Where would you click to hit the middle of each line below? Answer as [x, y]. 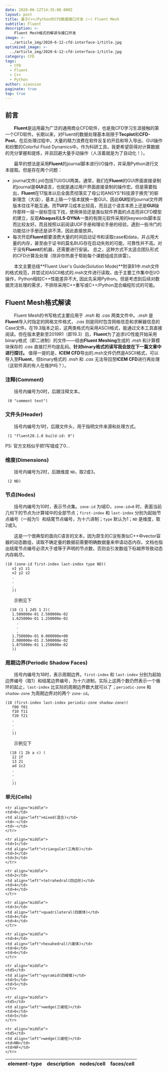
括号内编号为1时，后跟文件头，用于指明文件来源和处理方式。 [76, 426]
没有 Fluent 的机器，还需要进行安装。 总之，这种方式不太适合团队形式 [88, 249]
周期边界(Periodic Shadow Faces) [46, 663]
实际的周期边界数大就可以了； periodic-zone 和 [103, 687]
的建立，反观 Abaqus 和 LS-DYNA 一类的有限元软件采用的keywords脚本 [84, 218]
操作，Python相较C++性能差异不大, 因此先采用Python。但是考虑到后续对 [80, 279]
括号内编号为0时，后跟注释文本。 [48, 391]
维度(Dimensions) [27, 460]
